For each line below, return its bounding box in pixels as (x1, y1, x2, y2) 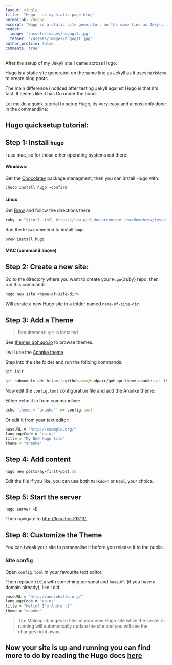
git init (5, 369, 24, 374)
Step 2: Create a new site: (5, 262, 89, 271)
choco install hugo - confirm (5, 185, 68, 190)
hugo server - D (5, 506, 38, 512)
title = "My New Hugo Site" (5, 436, 66, 441)
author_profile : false (5, 41, 54, 46)
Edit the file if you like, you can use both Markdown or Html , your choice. (5, 478, 155, 484)
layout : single (5, 7, 38, 13)
